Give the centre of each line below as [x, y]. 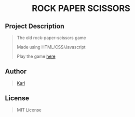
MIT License [29, 110]
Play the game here [36, 56]
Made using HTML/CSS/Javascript [51, 47]
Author [16, 71]
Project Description [35, 26]
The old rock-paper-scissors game [51, 38]
